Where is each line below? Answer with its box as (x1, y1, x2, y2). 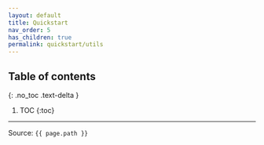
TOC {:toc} (19, 105, 55, 114)
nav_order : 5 (8, 26, 51, 34)
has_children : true (8, 33, 72, 42)
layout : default (8, 11, 61, 20)
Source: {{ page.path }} (8, 128, 89, 137)
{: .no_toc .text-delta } (8, 90, 79, 100)
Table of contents (8, 70, 96, 83)
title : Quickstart (8, 19, 68, 27)
